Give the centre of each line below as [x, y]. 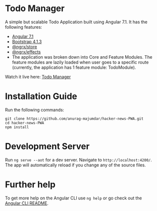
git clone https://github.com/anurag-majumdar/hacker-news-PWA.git [74, 119]
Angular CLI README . [27, 203]
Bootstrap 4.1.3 [27, 41]
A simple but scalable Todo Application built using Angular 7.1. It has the [76, 22]
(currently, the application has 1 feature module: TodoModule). [74, 67]
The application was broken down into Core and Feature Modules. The [82, 57]
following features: [24, 27]
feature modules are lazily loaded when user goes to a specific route [80, 62]
